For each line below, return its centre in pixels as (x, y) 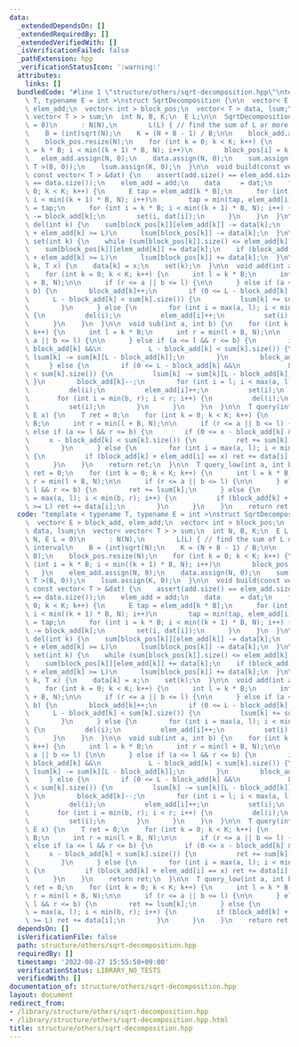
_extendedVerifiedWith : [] (67, 42)
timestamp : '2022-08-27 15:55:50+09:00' (93, 962)
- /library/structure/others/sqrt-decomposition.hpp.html (119, 1020)
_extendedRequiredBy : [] (63, 34)
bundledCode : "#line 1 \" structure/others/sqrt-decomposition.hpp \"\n (151, 92)
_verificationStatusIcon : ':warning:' (89, 68)
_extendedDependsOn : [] (61, 26)
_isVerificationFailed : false (73, 51)
